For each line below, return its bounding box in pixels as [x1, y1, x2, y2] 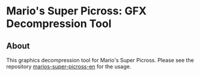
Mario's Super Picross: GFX [6, 4, 147, 18]
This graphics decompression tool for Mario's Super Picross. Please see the [6, 57, 194, 63]
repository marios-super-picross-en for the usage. [6, 63, 132, 70]
